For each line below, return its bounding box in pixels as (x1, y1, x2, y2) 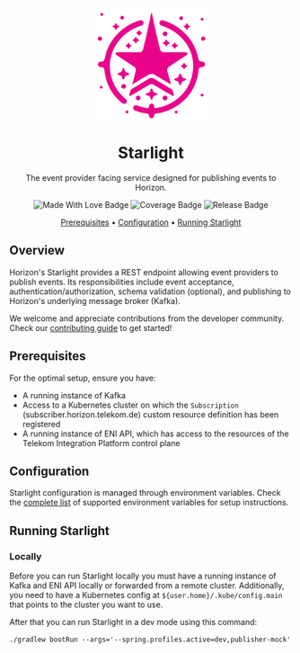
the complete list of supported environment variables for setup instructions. (9, 497, 289, 508)
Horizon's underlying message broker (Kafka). (9, 295, 181, 306)
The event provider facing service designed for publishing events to (25, 172, 277, 183)
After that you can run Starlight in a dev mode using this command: (9, 617, 258, 628)
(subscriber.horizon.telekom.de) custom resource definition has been (22, 408, 279, 420)
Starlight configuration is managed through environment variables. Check (9, 488, 281, 498)
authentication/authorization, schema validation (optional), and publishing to (9, 286, 292, 297)
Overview (9, 243, 66, 258)
